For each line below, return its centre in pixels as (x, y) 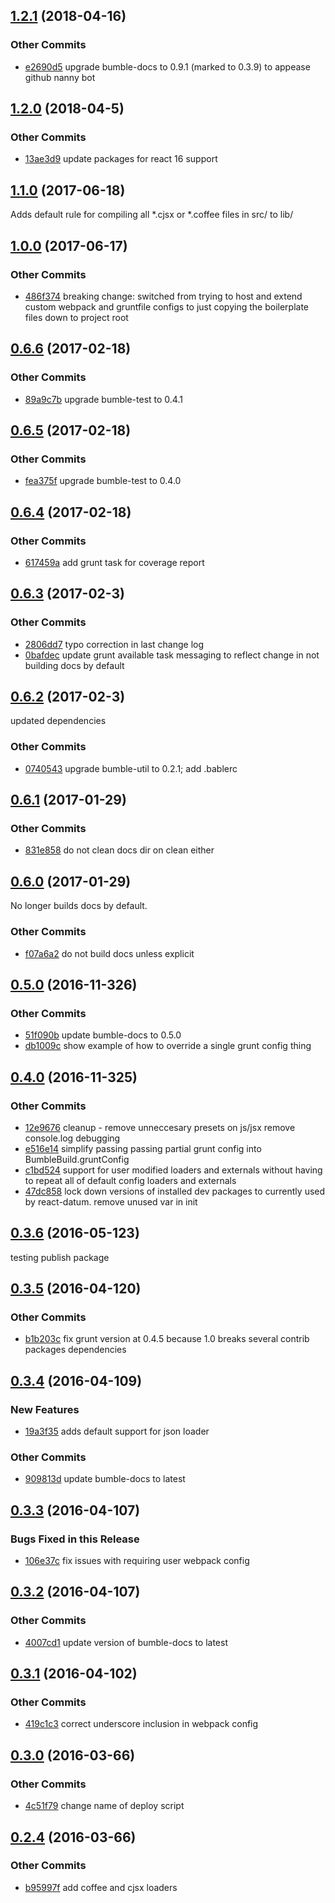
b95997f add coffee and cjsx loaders (101, 1887)
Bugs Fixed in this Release (75, 1539)
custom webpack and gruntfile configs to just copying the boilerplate (167, 306)
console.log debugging (72, 1138)
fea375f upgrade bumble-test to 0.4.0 (103, 481)
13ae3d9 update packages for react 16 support (121, 159)
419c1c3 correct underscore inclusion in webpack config (141, 1724)
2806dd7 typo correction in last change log (114, 644)
